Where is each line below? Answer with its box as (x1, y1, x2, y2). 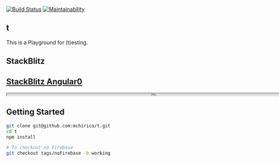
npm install (6, 134, 36, 140)
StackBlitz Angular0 (6, 77, 82, 87)
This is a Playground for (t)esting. (6, 39, 88, 46)
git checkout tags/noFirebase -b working (6, 150, 111, 157)
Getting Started (6, 107, 65, 117)
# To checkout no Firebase (6, 145, 73, 151)
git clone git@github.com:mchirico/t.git (6, 123, 111, 129)
